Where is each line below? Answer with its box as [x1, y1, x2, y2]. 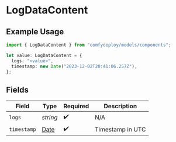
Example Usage [6, 27, 64, 37]
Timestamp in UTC [94, 125, 146, 133]
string [42, 113, 58, 121]
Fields [6, 85, 29, 95]
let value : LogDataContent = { [6, 52, 82, 58]
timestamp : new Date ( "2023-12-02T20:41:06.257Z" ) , [11, 63, 137, 69]
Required [63, 102, 89, 111]
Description [103, 102, 137, 111]
